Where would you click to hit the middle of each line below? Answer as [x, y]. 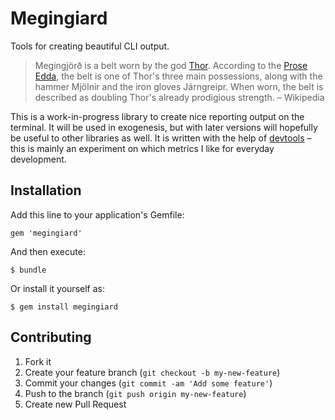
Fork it [38, 361]
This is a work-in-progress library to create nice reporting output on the [157, 116]
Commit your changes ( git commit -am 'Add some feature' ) [148, 383]
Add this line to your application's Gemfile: [97, 214]
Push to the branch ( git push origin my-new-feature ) [135, 393]
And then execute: [48, 251]
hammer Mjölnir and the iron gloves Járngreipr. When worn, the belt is [179, 86]
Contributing [51, 337]
